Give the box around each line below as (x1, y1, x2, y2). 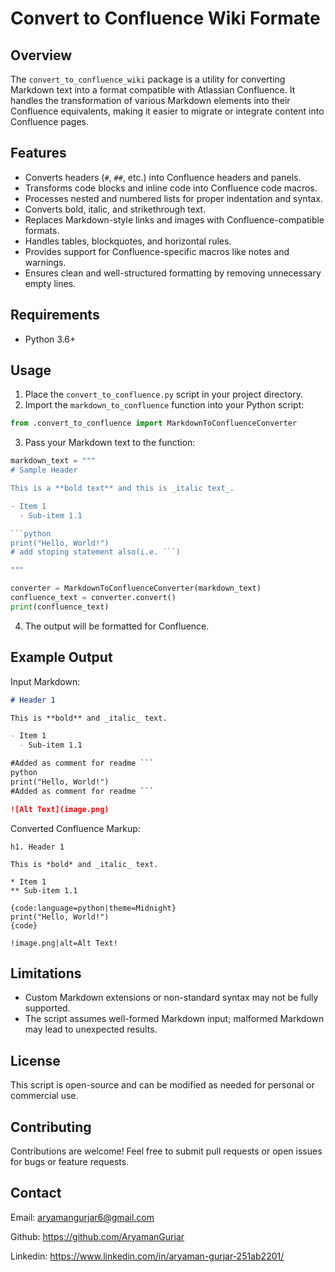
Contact (10, 1185, 62, 1202)
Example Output (10, 649, 113, 666)
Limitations (10, 965, 82, 982)
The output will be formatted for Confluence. (24, 620, 210, 632)
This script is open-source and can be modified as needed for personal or (10, 1079, 315, 1091)
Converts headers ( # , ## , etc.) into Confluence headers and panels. (24, 171, 302, 183)
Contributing (10, 1118, 92, 1136)
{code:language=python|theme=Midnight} (10, 903, 177, 913)
